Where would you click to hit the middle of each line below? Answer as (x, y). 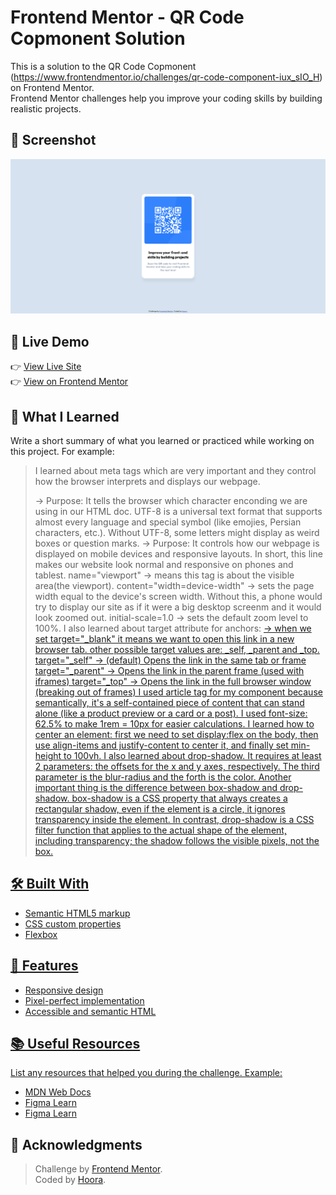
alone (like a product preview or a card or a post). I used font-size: (171, 713)
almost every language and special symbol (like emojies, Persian (168, 522)
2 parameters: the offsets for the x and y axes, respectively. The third (177, 766)
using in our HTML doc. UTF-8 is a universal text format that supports (178, 511)
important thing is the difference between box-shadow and (156, 787)
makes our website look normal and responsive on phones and (164, 564)
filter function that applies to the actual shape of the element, (160, 830)
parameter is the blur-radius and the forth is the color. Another (163, 777)
